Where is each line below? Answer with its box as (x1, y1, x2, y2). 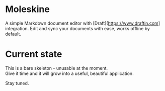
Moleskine (5, 4, 50, 15)
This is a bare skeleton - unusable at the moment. (5, 65, 108, 71)
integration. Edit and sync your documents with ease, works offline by (5, 25, 150, 31)
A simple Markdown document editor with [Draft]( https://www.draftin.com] (5, 20, 160, 26)
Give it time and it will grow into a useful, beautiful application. (5, 70, 134, 76)
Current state (5, 49, 62, 60)
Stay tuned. (5, 80, 29, 86)
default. (5, 31, 22, 37)
